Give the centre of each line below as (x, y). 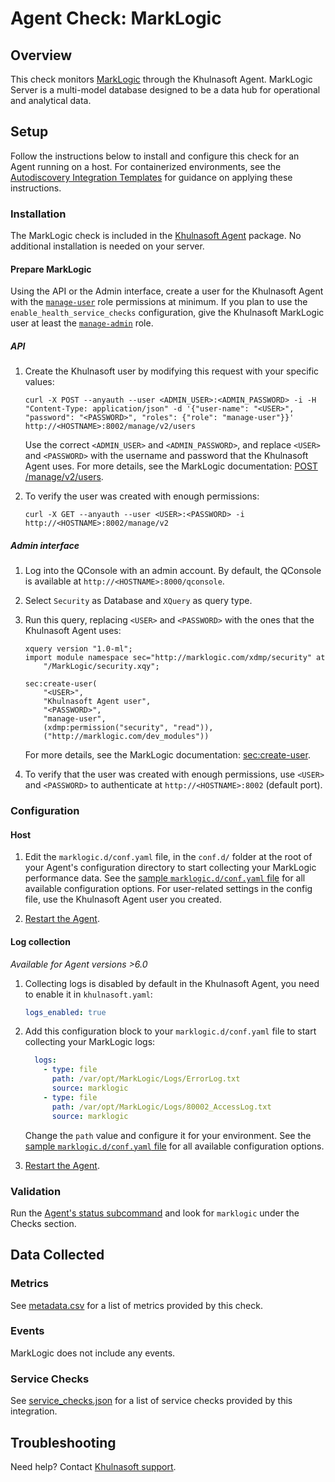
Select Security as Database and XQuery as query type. (138, 601)
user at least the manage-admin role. (82, 323)
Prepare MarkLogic (51, 269)
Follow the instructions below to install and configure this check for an (155, 156)
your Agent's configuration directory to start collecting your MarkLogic (170, 868)
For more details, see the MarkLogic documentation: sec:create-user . (167, 755)
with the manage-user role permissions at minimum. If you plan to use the (159, 302)
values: (39, 382)
